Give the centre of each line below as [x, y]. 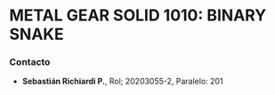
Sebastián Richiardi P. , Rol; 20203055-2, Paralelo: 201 [123, 82]
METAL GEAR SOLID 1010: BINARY [138, 16]
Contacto [30, 62]
